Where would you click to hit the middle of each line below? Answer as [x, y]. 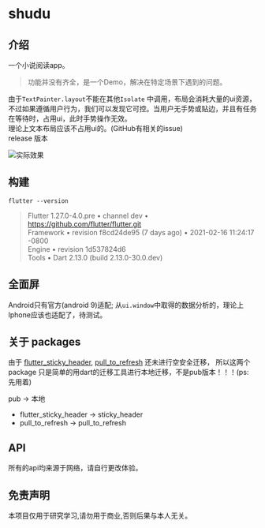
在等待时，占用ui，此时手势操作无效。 [70, 118]
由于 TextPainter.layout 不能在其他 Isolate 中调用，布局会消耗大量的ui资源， [132, 99]
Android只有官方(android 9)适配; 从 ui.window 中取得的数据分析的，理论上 [126, 305]
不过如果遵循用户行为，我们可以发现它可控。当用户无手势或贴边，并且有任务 [132, 109]
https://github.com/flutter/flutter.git [84, 224]
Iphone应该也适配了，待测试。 [58, 315]
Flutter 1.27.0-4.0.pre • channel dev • [88, 215]
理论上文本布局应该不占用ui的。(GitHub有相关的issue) [96, 128]
